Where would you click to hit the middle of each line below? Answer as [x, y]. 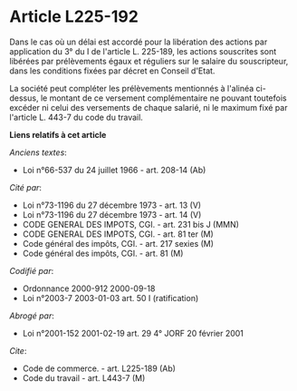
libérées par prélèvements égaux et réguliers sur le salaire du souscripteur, [149, 61]
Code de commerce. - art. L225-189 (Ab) [99, 368]
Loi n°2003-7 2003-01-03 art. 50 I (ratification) [110, 298]
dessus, [24, 98]
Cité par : [26, 187]
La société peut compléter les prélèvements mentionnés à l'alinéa [132, 88]
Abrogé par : [32, 316]
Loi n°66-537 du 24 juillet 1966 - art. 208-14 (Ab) [114, 170]
